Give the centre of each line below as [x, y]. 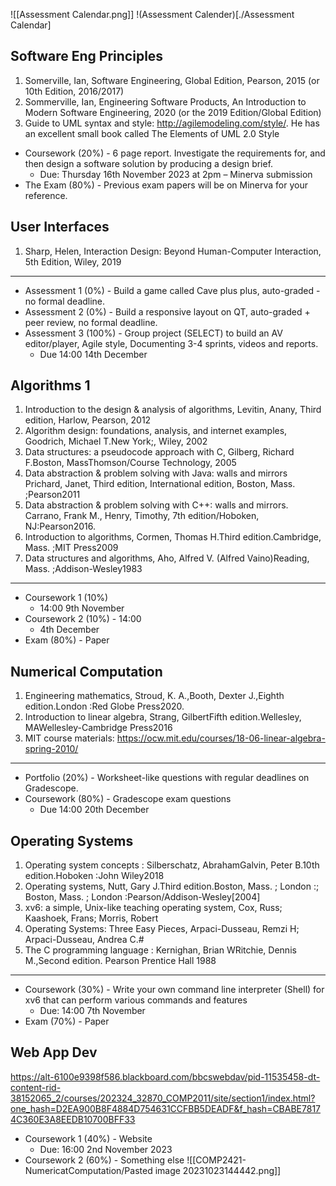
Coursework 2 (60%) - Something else [104, 1160]
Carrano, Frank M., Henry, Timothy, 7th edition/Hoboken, [142, 516]
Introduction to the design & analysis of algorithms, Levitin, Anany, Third [173, 410]
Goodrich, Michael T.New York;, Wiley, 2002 [116, 441]
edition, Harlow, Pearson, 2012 [88, 420]
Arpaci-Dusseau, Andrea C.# [84, 940]
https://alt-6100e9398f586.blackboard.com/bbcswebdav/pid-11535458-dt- [165, 1076]
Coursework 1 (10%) [66, 598]
